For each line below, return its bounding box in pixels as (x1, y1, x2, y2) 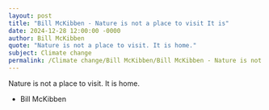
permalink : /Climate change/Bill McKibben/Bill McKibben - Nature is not (8, 57, 263, 65)
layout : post (8, 11, 53, 20)
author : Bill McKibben (8, 34, 85, 43)
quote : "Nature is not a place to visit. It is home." (8, 42, 197, 50)
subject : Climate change (8, 49, 92, 57)
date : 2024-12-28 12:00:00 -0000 (8, 26, 121, 35)
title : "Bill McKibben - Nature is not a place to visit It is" (8, 19, 229, 27)
